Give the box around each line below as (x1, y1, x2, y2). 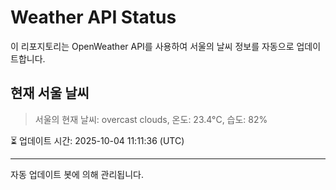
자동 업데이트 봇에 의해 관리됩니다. (10, 168, 144, 180)
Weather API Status (10, 6, 177, 29)
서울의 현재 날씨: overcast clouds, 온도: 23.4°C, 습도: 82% (34, 113, 268, 125)
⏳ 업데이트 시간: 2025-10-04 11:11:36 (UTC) (10, 134, 185, 146)
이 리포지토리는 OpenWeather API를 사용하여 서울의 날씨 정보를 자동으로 (10, 40, 295, 52)
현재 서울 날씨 (10, 85, 90, 102)
